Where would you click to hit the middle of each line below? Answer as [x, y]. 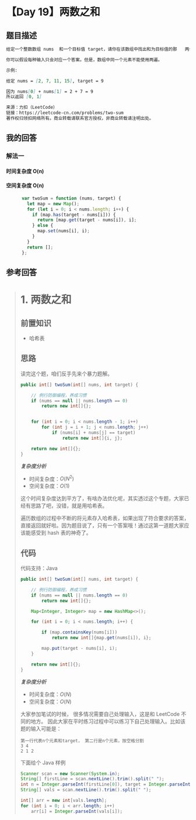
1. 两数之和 [46, 300]
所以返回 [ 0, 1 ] [24, 97]
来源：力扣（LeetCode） [32, 108]
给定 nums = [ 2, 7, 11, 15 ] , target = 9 [55, 81]
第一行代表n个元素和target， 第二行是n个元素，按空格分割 [82, 740]
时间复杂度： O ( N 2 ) [52, 478]
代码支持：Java [39, 569]
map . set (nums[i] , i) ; [64, 231]
